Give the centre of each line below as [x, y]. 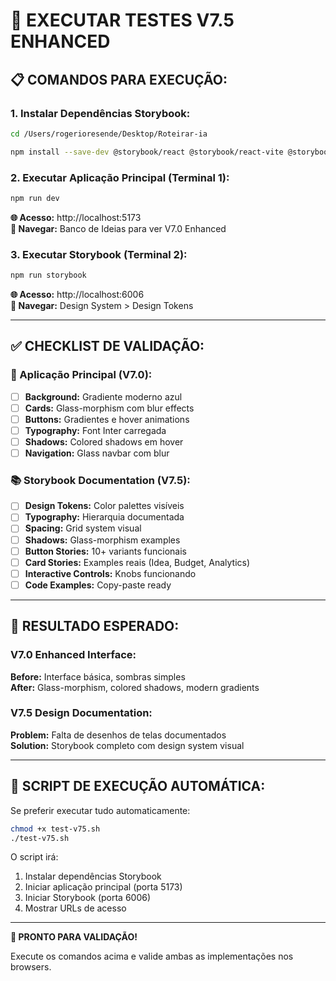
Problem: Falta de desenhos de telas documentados [118, 735]
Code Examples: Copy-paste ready [98, 585]
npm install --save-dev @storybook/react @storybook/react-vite [147, 152]
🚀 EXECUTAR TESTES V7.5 [122, 20]
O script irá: [34, 857]
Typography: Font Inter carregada [95, 430]
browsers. [31, 967]
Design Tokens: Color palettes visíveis [104, 506]
